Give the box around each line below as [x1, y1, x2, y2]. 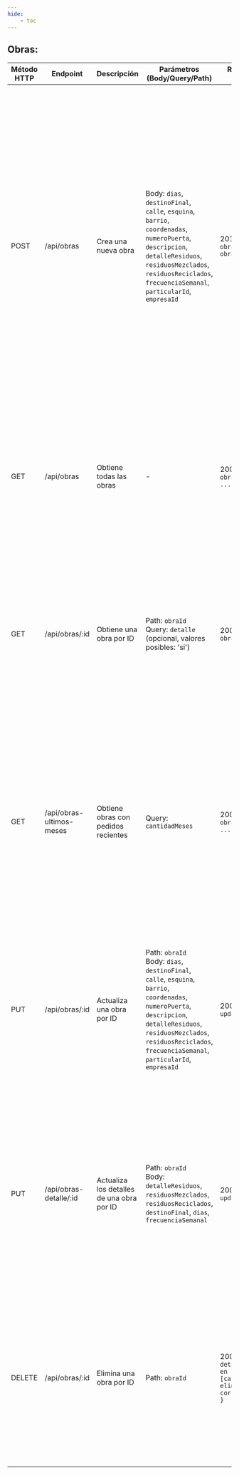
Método [11, 65, 38, 75]
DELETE [11, 1373, 38, 1383]
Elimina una [96, 1368, 135, 1378]
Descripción [96, 69, 139, 79]
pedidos [96, 822, 124, 831]
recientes [96, 830, 128, 840]
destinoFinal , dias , [145, 1207, 210, 1217]
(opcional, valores [145, 634, 206, 644]
